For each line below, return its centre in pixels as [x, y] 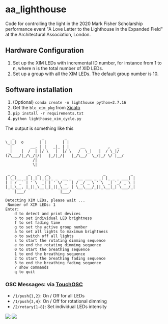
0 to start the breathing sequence [52, 249]
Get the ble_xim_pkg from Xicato [46, 107]
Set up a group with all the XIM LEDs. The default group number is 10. [86, 74]
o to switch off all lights [44, 236]
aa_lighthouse [36, 9]
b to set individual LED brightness [53, 218]
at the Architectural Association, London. [48, 34]
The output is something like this [39, 128]
